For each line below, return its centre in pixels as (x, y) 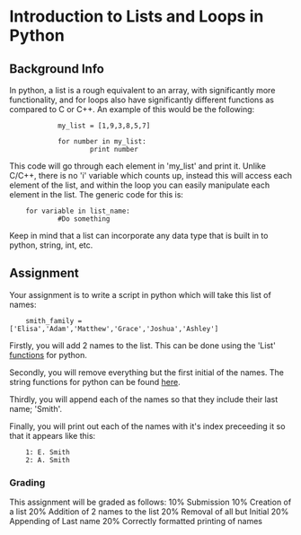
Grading (27, 482)
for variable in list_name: (78, 211)
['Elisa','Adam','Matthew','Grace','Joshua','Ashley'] (114, 329)
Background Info (57, 69)
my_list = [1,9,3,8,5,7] (104, 126)
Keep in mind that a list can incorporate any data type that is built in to (139, 236)
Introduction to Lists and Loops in (137, 17)
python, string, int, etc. (51, 245)
